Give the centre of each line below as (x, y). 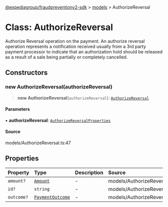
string (42, 189)
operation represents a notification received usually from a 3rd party (76, 46)
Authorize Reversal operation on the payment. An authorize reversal (75, 41)
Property (18, 173)
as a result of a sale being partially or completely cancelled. (66, 57)
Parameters (17, 109)
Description (89, 173)
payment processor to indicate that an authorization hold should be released (84, 51)
